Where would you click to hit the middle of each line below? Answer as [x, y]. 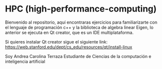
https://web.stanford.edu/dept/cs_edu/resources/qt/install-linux [69, 47]
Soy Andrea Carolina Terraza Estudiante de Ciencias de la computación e [78, 56]
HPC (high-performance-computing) [81, 9]
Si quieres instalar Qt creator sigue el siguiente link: [56, 41]
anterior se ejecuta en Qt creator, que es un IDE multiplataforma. [69, 32]
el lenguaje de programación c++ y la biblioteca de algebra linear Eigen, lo [79, 27]
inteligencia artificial [25, 61]
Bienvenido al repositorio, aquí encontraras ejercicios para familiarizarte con [81, 22]
